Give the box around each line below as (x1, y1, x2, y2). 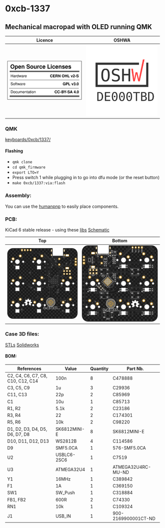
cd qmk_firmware (12, 165, 46, 170)
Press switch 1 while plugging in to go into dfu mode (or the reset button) (12, 175, 160, 181)
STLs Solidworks (5, 341, 39, 348)
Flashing (5, 148, 24, 153)
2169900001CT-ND (112, 516, 156, 521)
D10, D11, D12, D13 (7, 438, 49, 444)
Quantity (90, 366, 109, 372)
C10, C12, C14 (7, 378, 38, 384)
